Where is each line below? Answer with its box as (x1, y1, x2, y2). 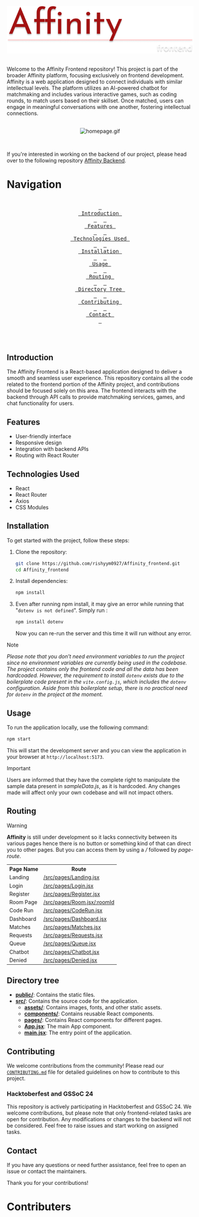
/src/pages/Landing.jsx (43, 874, 100, 881)
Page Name (9, 865, 38, 873)
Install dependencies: (15, 578, 68, 585)
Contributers (7, 1200, 72, 1213)
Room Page (9, 899, 38, 906)
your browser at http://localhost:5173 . (7, 753, 104, 760)
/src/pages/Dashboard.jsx (43, 915, 107, 922)
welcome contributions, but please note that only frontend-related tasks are (7, 1109, 192, 1116)
